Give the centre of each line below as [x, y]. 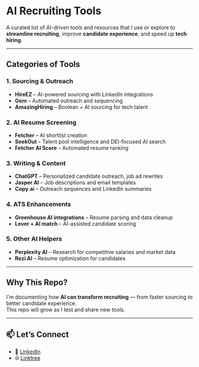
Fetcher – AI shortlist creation [51, 135]
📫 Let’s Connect [38, 335]
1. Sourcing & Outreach [40, 81]
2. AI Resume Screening [41, 122]
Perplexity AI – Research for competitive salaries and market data [95, 252]
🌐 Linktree [28, 358]
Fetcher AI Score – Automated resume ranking [72, 148]
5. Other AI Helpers [34, 239]
